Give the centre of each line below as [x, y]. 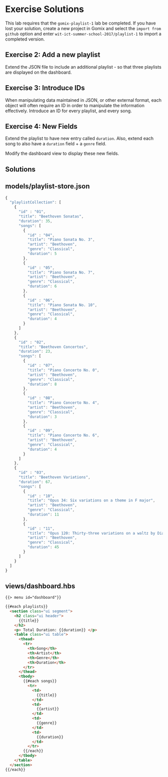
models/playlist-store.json [47, 186]
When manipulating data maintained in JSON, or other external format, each [83, 100]
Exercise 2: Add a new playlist [53, 55]
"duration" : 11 [43, 514]
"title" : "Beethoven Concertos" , [53, 347]
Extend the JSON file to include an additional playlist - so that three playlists [83, 67]
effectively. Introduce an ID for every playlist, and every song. [68, 111]
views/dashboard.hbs [40, 586]
